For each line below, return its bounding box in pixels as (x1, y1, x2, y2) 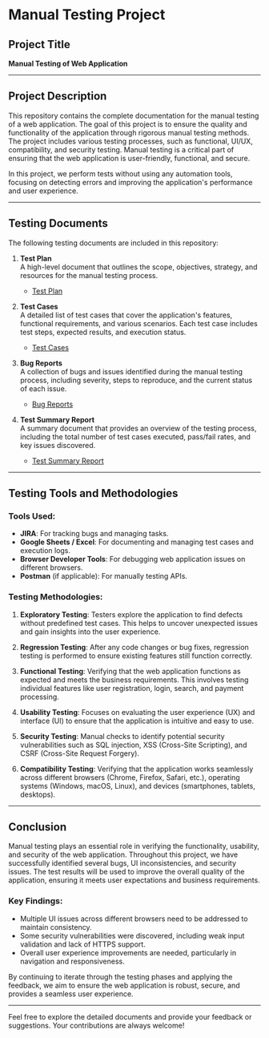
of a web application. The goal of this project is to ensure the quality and (8, 119, 248, 129)
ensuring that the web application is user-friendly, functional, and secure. (8, 153, 251, 163)
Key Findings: (8, 895, 63, 907)
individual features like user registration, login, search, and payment (19, 683, 244, 693)
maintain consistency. (19, 922, 92, 931)
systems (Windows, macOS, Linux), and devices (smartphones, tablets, (19, 781, 256, 790)
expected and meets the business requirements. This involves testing (19, 675, 249, 685)
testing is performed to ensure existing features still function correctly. (19, 651, 253, 660)
